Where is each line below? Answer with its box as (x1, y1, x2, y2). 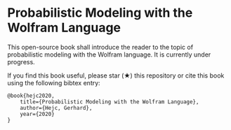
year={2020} (20, 110, 55, 117)
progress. (7, 57, 35, 66)
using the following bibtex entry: (7, 78, 100, 87)
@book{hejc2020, (7, 92, 55, 99)
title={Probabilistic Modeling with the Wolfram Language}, (20, 98, 199, 106)
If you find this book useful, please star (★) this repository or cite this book (7, 71, 225, 80)
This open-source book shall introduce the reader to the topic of (7, 43, 194, 51)
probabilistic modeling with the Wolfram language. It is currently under (7, 50, 211, 59)
